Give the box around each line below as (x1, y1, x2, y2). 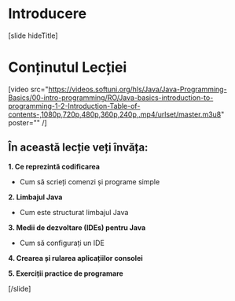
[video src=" (8, 84, 49, 94)
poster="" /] (8, 117, 47, 127)
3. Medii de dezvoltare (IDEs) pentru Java (8, 222, 146, 232)
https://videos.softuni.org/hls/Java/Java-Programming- (48, 84, 227, 94)
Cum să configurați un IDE (19, 238, 105, 247)
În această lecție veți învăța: (8, 141, 149, 154)
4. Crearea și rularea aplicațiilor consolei (8, 253, 143, 262)
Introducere (8, 5, 87, 23)
